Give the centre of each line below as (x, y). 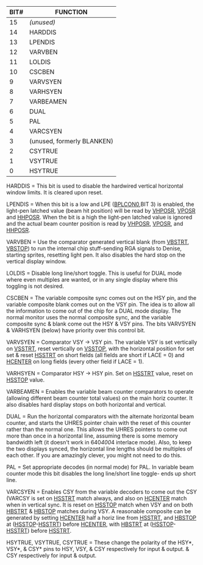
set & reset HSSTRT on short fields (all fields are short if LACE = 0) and (95, 355)
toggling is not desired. (35, 286)
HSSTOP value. (26, 380)
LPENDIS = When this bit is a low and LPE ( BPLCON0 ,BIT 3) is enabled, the (100, 204)
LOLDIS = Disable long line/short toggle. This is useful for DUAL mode (94, 273)
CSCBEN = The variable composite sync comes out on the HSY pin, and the (101, 298)
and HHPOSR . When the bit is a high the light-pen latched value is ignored (99, 217)
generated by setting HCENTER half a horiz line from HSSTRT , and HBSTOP (101, 518)
